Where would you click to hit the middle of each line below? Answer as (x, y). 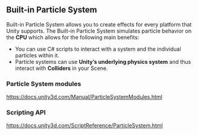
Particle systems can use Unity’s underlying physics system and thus (103, 61)
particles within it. (37, 55)
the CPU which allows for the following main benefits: (73, 37)
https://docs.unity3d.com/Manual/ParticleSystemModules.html (85, 97)
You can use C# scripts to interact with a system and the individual (98, 49)
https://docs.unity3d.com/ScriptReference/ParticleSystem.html (85, 125)
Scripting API (26, 113)
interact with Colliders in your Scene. (62, 68)
